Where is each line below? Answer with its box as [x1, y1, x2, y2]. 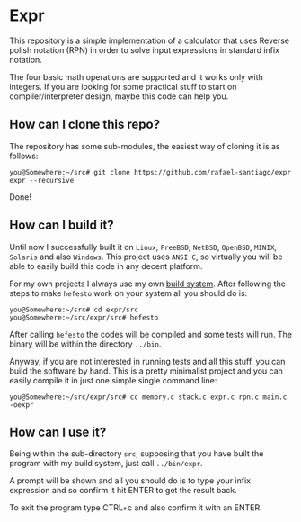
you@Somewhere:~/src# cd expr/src [9, 305, 139, 314]
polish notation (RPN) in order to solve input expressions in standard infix [9, 44, 280, 55]
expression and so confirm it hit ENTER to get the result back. [9, 485, 238, 496]
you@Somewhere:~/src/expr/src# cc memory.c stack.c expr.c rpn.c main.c [9, 392, 288, 401]
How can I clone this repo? [9, 117, 160, 132]
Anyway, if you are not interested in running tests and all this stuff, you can [9, 355, 286, 366]
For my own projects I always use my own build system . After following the [9, 278, 286, 289]
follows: [9, 150, 39, 161]
